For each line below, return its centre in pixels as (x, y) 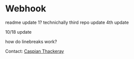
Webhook (26, 9)
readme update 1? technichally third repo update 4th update (67, 22)
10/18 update (18, 32)
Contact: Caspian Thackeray (35, 51)
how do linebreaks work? (31, 41)
